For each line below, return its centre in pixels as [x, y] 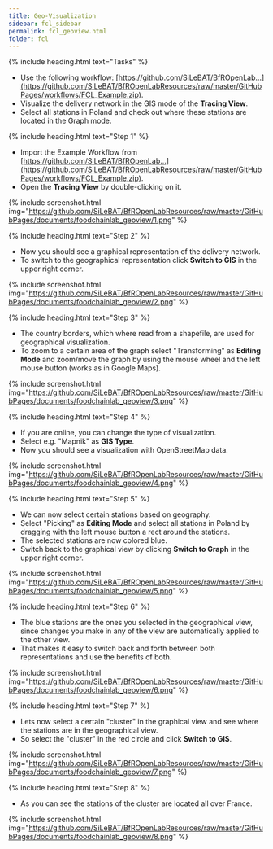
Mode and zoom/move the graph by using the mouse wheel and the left [140, 360]
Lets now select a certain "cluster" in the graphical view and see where [139, 722]
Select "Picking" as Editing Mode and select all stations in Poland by [135, 523]
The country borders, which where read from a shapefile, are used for [137, 334]
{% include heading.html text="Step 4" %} [80, 417]
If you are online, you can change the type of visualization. [118, 433]
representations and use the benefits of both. [96, 657]
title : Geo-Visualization [52, 16]
